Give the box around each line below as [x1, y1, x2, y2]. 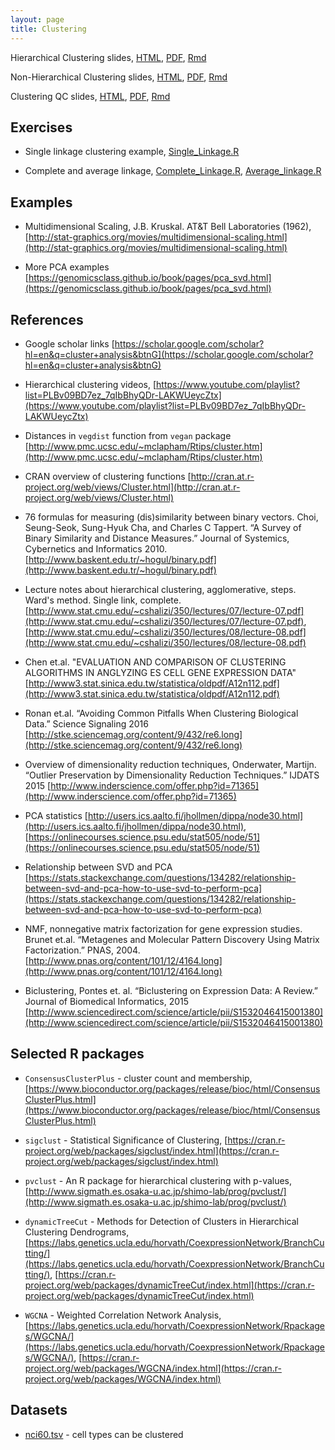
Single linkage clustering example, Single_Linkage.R [24, 146, 240, 158]
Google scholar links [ [24, 337, 115, 350]
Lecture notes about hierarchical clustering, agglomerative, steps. [24, 583, 297, 595]
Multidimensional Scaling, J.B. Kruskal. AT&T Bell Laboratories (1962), [24, 221, 312, 233]
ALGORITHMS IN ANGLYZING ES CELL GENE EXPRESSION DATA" [24, 666, 297, 678]
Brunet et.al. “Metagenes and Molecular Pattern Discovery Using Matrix [24, 933, 320, 945]
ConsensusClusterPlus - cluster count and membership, [24, 1072, 253, 1084]
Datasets [10, 1402, 68, 1419]
